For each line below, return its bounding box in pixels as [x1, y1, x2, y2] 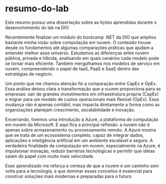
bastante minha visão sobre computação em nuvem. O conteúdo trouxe [5, 39, 151, 45]
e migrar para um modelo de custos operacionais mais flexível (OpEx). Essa [5, 96, 159, 102]
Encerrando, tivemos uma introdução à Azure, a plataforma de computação [5, 116, 159, 122]
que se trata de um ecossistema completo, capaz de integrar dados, [5, 132, 144, 138]
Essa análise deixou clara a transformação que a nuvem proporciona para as [5, 86, 161, 92]
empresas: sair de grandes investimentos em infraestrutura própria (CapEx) [5, 91, 159, 97]
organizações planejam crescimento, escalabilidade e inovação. [5, 107, 135, 113]
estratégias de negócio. [5, 71, 53, 77]
